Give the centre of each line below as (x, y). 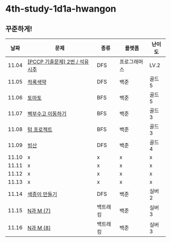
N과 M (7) (39, 211)
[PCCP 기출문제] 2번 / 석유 (58, 62)
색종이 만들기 (42, 194)
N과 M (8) (39, 228)
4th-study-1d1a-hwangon (61, 9)
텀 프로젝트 (40, 130)
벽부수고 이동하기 (47, 114)
